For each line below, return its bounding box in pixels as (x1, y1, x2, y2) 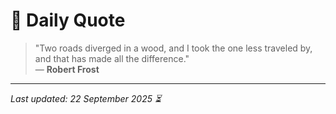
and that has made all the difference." (34, 52, 190, 64)
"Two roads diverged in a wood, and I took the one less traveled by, (34, 42, 313, 54)
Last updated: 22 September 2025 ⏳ (10, 92, 162, 104)
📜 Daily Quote (10, 9, 126, 32)
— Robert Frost (34, 63, 100, 75)
